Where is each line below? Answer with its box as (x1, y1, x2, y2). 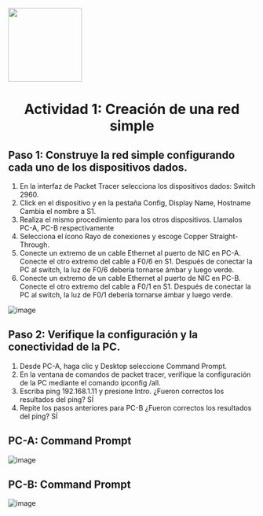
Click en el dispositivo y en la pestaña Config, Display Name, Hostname (19, 198, 251, 208)
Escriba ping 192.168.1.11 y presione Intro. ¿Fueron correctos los (19, 386, 225, 396)
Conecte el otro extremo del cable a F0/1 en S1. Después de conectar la (19, 282, 251, 291)
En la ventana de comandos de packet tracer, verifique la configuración (19, 370, 251, 379)
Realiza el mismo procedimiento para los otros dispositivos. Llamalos (19, 215, 243, 224)
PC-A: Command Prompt (8, 434, 132, 448)
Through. (19, 240, 49, 249)
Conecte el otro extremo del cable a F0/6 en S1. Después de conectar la (19, 256, 253, 266)
